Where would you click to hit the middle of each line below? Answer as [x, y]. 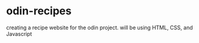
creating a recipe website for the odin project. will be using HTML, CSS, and [99, 27]
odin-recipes [39, 11]
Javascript [19, 33]
